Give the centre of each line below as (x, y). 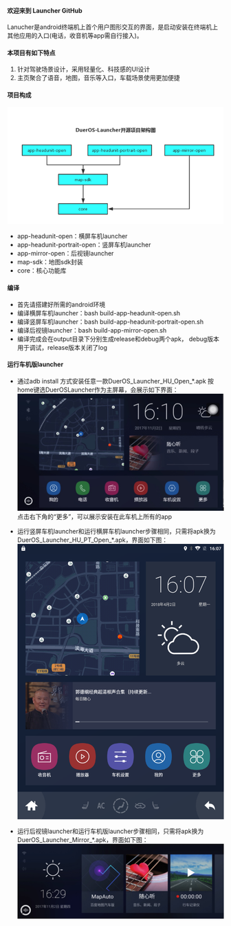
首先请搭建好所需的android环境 (61, 304)
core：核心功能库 (42, 271)
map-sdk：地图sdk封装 (50, 262)
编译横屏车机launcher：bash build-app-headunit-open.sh (99, 313)
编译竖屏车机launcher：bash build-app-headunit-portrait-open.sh (110, 322)
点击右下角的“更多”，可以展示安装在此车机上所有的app (95, 517)
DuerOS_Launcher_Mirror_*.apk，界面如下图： (82, 840)
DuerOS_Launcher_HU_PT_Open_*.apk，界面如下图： (92, 540)
